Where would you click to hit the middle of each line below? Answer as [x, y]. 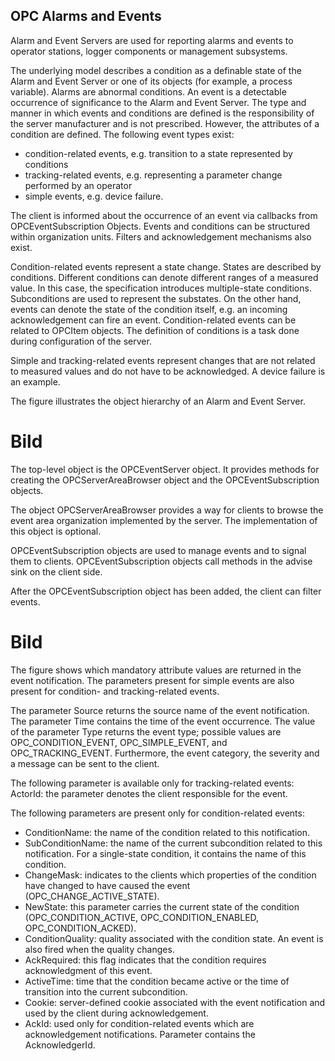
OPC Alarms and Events [86, 16]
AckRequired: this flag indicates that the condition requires [145, 960]
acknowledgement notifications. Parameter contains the [140, 1034]
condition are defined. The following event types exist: [122, 134]
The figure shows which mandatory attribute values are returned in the [156, 670]
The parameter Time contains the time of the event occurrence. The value [163, 721]
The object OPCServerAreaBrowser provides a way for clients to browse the [167, 510]
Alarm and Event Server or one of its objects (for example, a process [151, 81]
